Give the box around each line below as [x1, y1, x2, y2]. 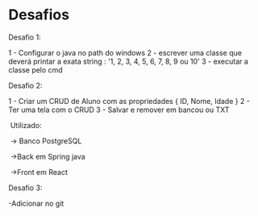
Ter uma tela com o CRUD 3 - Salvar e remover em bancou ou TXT [8, 105, 230, 114]
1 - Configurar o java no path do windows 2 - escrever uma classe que [8, 48, 242, 57]
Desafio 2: [8, 81, 43, 90]
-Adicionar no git [8, 198, 64, 208]
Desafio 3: [8, 183, 43, 193]
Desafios [8, 6, 70, 24]
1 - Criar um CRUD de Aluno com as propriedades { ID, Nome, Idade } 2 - [8, 96, 250, 106]
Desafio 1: [8, 32, 42, 42]
